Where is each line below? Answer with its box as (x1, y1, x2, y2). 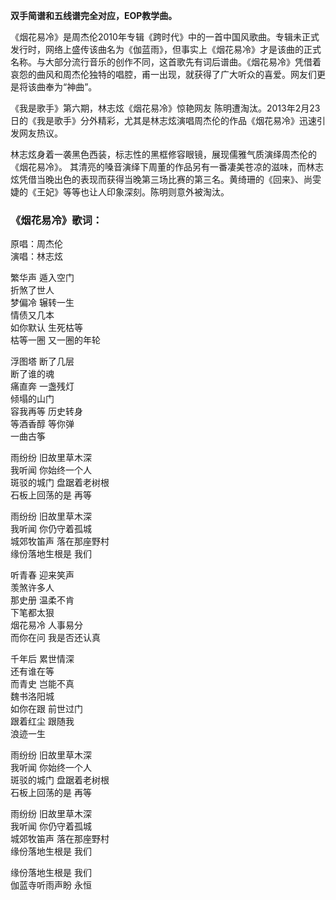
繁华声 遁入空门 (10, 272, 75, 284)
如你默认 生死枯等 (10, 322, 83, 334)
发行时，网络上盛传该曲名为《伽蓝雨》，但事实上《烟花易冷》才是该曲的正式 (10, 44, 322, 55)
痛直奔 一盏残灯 (10, 380, 75, 393)
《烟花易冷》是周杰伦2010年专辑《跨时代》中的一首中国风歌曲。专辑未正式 (10, 31, 320, 43)
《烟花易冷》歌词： (10, 213, 103, 227)
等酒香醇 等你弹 (10, 418, 75, 430)
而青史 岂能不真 (10, 678, 75, 690)
